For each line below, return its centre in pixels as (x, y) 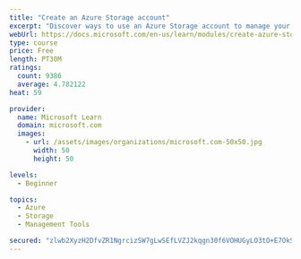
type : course (34, 43)
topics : (24, 199)
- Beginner (38, 183)
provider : (28, 108)
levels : (24, 175)
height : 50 (53, 159)
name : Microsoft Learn (60, 117)
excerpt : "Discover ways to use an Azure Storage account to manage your (150, 26)
